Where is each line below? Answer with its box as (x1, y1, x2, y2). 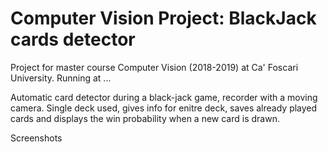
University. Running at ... (10, 72, 112, 84)
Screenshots (10, 132, 63, 144)
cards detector (10, 28, 136, 51)
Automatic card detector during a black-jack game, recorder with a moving (10, 91, 318, 103)
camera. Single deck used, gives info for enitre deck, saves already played (10, 102, 318, 114)
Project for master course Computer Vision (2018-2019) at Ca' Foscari (10, 61, 299, 73)
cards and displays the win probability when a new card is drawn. (10, 112, 280, 124)
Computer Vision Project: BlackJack (10, 7, 317, 30)
